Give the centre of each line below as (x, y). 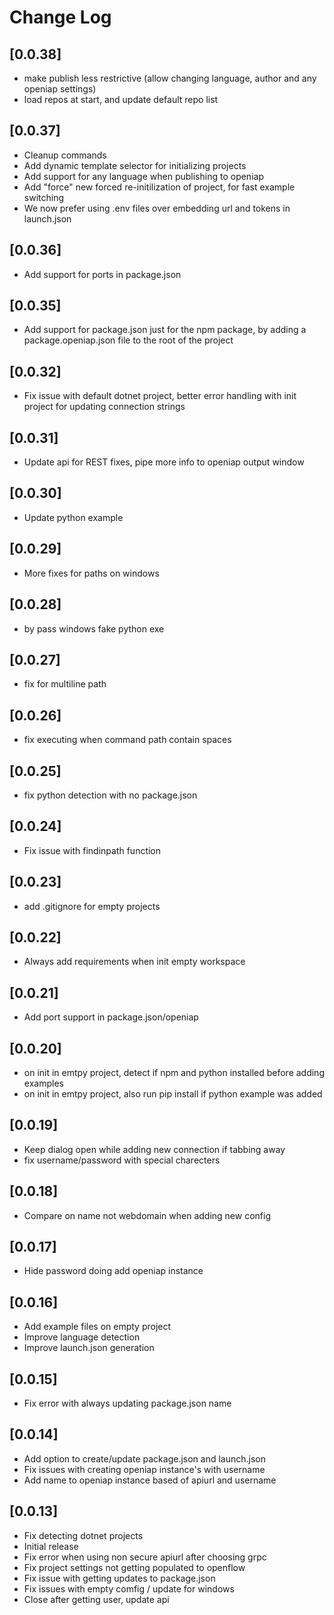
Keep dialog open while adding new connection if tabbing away (154, 1149)
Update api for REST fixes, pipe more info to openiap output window (164, 462)
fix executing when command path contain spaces (127, 740)
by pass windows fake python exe (94, 628)
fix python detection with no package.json (110, 795)
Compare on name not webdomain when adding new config (147, 1215)
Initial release (51, 1546)
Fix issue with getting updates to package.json (119, 1578)
